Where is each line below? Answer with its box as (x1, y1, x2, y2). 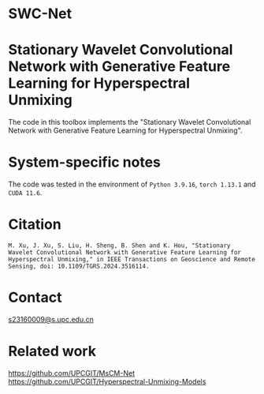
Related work (8, 343, 97, 360)
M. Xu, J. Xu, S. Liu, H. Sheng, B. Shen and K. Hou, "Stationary (8, 242, 231, 250)
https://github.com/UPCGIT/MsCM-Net (8, 368, 136, 377)
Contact (8, 289, 62, 306)
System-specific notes (8, 153, 162, 171)
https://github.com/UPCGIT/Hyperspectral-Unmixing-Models (8, 377, 206, 386)
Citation (8, 216, 61, 234)
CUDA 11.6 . (8, 188, 43, 197)
